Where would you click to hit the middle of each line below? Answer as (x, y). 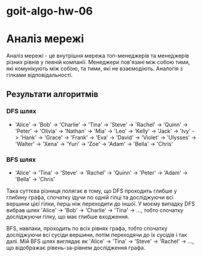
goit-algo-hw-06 (50, 11)
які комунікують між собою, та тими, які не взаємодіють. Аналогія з (95, 68)
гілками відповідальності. (39, 75)
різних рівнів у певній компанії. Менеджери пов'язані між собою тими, (98, 62)
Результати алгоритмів (52, 94)
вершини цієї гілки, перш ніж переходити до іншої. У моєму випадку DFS (101, 204)
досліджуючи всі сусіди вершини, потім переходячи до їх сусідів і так (97, 235)
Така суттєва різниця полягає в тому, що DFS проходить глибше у (92, 191)
